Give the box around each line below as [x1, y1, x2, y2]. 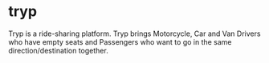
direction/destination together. [8, 45, 108, 55]
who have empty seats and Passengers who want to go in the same [8, 37, 232, 46]
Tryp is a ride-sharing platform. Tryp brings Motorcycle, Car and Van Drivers [8, 29, 261, 38]
